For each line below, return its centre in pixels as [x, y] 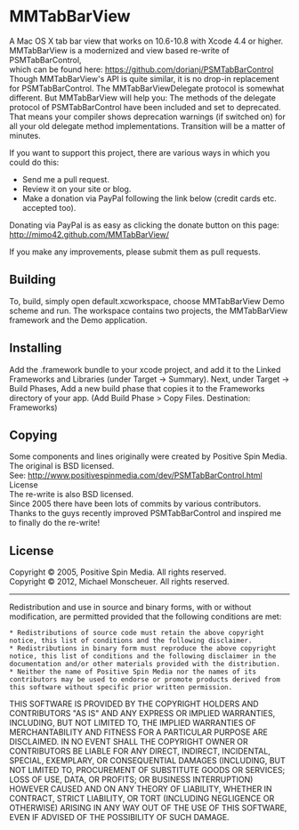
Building [32, 280]
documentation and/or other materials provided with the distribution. [145, 665]
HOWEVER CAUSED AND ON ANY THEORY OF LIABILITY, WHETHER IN [141, 789]
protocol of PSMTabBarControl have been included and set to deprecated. [145, 107]
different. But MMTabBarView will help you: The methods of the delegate [142, 97]
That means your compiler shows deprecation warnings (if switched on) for [148, 117]
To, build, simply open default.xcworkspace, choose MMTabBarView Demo [147, 301]
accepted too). [49, 207]
